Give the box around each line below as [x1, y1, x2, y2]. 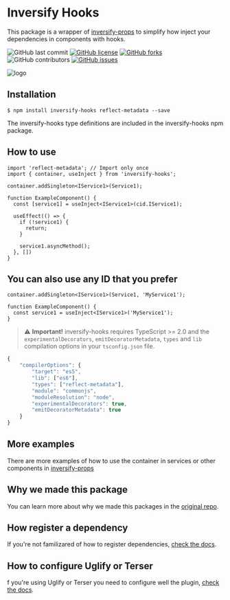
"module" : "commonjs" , [32, 387, 97, 395]
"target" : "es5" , [32, 368, 81, 375]
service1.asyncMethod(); [19, 243, 91, 249]
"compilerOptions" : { [19, 362, 81, 369]
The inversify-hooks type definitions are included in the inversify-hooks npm [7, 119, 224, 127]
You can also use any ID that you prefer [7, 273, 178, 285]
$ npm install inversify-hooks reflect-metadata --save [7, 107, 170, 114]
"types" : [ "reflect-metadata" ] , [32, 381, 125, 388]
